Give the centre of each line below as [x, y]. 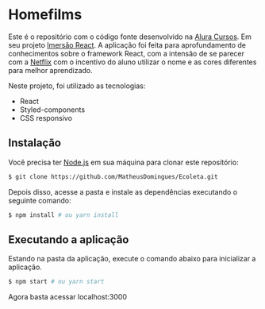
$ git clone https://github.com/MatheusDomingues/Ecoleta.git [113, 176]
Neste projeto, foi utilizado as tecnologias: [77, 86]
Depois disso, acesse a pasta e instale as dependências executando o [123, 191]
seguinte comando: [40, 200]
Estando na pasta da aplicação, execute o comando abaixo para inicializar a [132, 259]
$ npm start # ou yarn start [56, 282]
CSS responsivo [46, 118]
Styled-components [52, 110]
